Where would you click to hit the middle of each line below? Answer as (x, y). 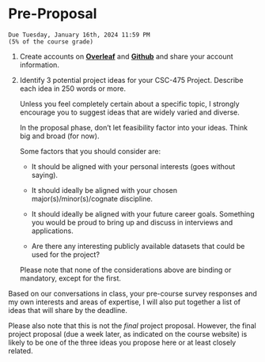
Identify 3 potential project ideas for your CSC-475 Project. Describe (131, 80)
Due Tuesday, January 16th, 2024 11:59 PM (79, 35)
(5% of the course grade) (51, 41)
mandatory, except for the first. (70, 278)
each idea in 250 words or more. (73, 89)
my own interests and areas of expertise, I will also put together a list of (125, 302)
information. (39, 65)
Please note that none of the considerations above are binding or (125, 270)
